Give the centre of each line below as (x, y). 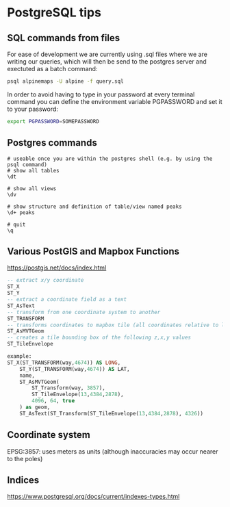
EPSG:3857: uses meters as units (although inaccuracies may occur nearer (113, 451)
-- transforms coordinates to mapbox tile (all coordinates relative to (113, 325)
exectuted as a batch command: (52, 69)
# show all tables (33, 170)
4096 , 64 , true (53, 401)
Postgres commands (52, 143)
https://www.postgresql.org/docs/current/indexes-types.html (93, 497)
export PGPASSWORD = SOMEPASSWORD (53, 121)
